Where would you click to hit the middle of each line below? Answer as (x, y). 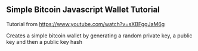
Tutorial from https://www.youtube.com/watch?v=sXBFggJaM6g (86, 24)
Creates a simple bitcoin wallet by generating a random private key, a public (99, 36)
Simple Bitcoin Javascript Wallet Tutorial (83, 10)
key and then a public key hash (44, 42)
